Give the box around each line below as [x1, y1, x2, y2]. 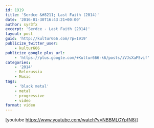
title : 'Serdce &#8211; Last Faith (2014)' [5, 12, 100, 17]
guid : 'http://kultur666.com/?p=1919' [5, 36, 88, 41]
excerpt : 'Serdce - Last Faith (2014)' [5, 27, 91, 32]
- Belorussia [14, 70, 42, 75]
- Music [14, 74, 31, 79]
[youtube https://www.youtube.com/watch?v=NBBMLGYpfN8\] [5, 117, 138, 123]
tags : [5, 79, 17, 84]
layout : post [5, 31, 33, 36]
